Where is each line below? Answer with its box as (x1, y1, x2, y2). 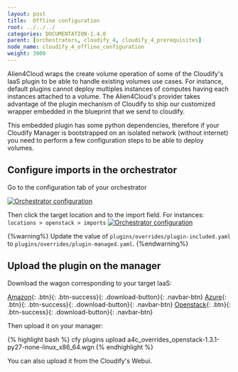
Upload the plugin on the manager (7, 260, 161, 272)
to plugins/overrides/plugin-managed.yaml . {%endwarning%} (7, 239, 189, 248)
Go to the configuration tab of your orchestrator (7, 182, 147, 192)
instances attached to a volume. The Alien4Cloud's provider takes (7, 92, 200, 100)
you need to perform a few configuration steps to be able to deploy (7, 136, 204, 144)
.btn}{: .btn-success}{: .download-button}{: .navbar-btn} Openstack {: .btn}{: (7, 300, 232, 309)
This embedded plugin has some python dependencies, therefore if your (7, 121, 220, 129)
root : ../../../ (7, 23, 55, 31)
